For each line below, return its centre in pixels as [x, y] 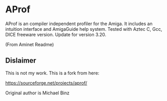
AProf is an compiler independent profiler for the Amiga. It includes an [79, 24]
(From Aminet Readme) [30, 44]
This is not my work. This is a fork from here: [52, 73]
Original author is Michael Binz [38, 93]
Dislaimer [21, 61]
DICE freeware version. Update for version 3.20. [56, 34]
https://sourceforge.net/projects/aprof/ [46, 83]
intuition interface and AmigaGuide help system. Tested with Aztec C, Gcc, [84, 29]
